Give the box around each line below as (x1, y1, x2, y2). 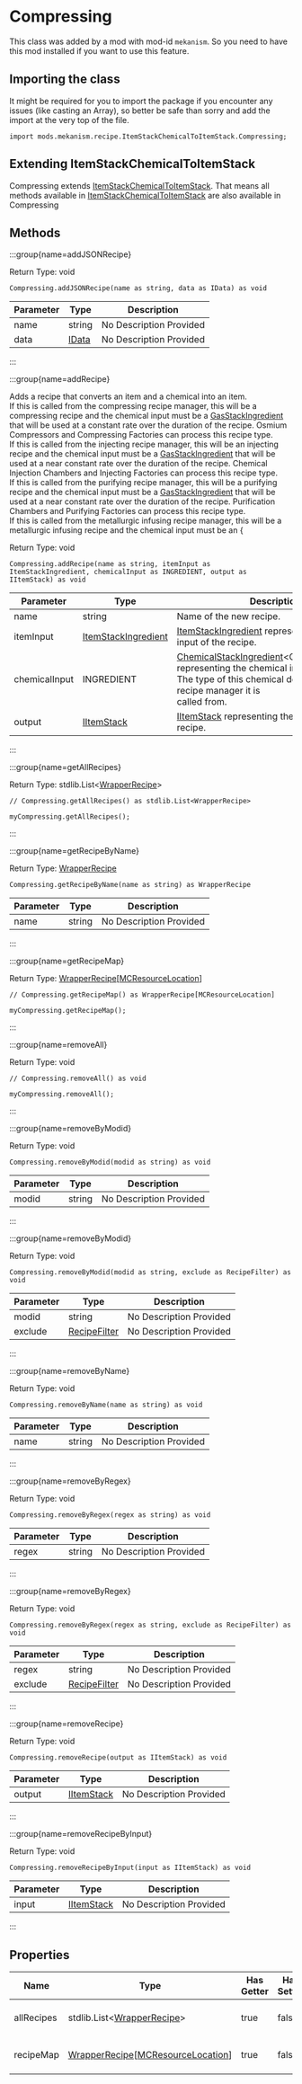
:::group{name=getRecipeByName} (9, 846, 139, 856)
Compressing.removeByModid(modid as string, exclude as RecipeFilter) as (9, 1268, 292, 1277)
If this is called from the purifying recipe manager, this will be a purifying (9, 477, 278, 488)
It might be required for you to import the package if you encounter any (9, 95, 273, 106)
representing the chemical (176, 662, 288, 675)
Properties (9, 1947, 70, 1963)
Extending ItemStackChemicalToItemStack (9, 156, 256, 172)
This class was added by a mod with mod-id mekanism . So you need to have (9, 36, 288, 47)
